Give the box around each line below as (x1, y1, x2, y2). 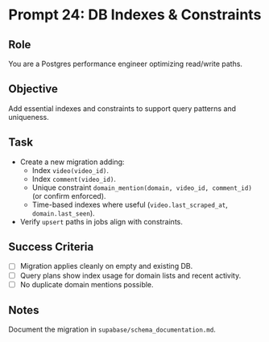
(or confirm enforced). (31, 191, 106, 200)
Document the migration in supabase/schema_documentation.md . (8, 324, 216, 335)
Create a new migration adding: (19, 157, 125, 167)
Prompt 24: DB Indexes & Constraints (8, 6, 262, 24)
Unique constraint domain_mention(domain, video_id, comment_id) (31, 183, 252, 192)
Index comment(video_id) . (31, 174, 117, 183)
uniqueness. (8, 112, 50, 122)
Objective (8, 82, 59, 96)
